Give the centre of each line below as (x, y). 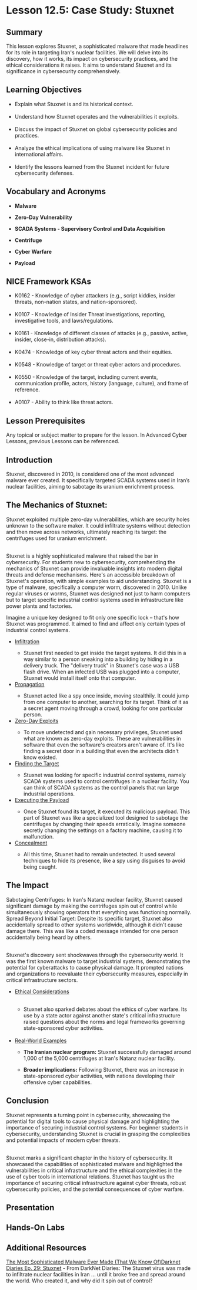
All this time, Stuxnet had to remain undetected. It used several (99, 854)
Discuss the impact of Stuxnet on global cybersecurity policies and (96, 129)
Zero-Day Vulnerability (43, 217)
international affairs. (39, 154)
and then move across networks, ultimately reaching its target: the (86, 532)
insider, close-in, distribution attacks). (61, 339)
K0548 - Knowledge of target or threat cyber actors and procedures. (98, 365)
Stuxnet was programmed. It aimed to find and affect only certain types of (96, 624)
